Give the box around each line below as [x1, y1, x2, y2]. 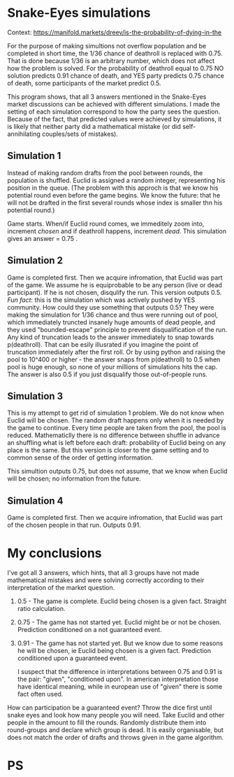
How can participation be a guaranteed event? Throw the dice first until [7, 703, 212, 712]
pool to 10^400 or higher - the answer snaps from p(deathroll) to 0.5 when [7, 355, 221, 364]
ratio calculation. [17, 605, 66, 613]
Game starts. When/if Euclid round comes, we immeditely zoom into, [7, 219, 205, 228]
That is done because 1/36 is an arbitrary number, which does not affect [7, 56, 215, 64]
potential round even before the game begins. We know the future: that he [7, 191, 221, 199]
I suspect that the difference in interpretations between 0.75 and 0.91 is [17, 668, 223, 676]
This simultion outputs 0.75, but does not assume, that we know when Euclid [7, 467, 228, 476]
